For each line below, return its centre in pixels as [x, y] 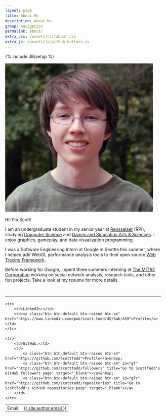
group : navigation [24, 26]
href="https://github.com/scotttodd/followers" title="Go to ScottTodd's [83, 368]
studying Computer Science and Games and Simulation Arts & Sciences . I [80, 234]
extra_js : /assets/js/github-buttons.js [47, 42]
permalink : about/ [24, 31]
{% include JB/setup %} [30, 56]
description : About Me [28, 21]
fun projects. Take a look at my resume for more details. [62, 280]
